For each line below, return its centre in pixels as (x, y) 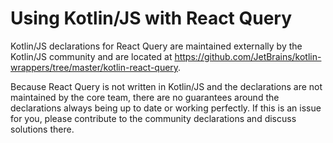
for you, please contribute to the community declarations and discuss (153, 118)
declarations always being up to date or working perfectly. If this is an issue (166, 108)
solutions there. (42, 129)
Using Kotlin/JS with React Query (151, 18)
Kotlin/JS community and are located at (91, 56)
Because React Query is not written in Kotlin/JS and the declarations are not (166, 86)
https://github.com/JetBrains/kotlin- (248, 56)
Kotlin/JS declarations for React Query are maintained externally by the (156, 46)
